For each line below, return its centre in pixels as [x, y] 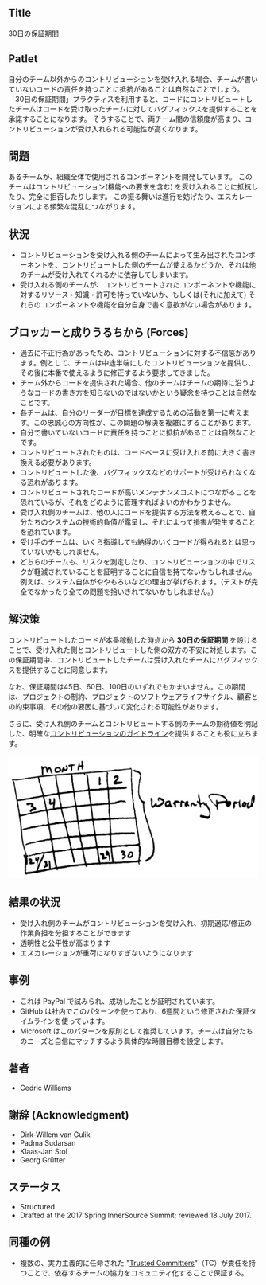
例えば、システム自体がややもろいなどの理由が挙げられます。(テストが [135, 582]
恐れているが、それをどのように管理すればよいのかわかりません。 [127, 502]
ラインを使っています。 [71, 1021]
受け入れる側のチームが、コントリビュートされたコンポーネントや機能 [135, 285]
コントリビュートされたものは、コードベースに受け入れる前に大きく [131, 452]
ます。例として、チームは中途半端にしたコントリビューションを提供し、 [137, 363]
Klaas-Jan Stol [43, 1152]
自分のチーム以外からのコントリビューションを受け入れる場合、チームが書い [133, 79]
